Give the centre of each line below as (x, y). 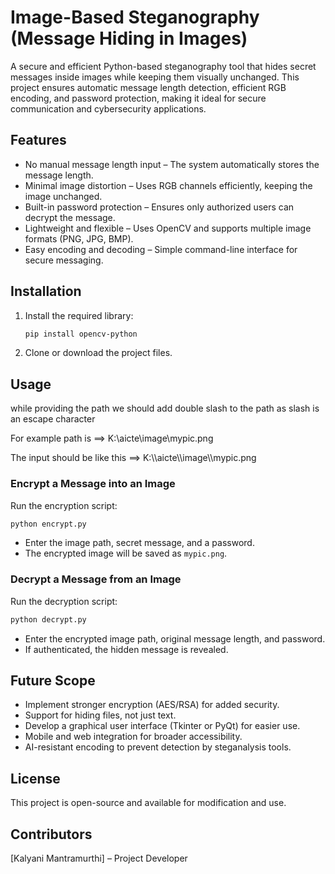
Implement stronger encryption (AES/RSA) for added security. (152, 705)
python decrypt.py (48, 619)
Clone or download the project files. (98, 353)
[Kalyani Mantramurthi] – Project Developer (99, 858)
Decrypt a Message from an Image (96, 579)
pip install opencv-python (81, 334)
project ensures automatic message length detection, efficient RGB (148, 87)
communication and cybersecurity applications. (108, 108)
